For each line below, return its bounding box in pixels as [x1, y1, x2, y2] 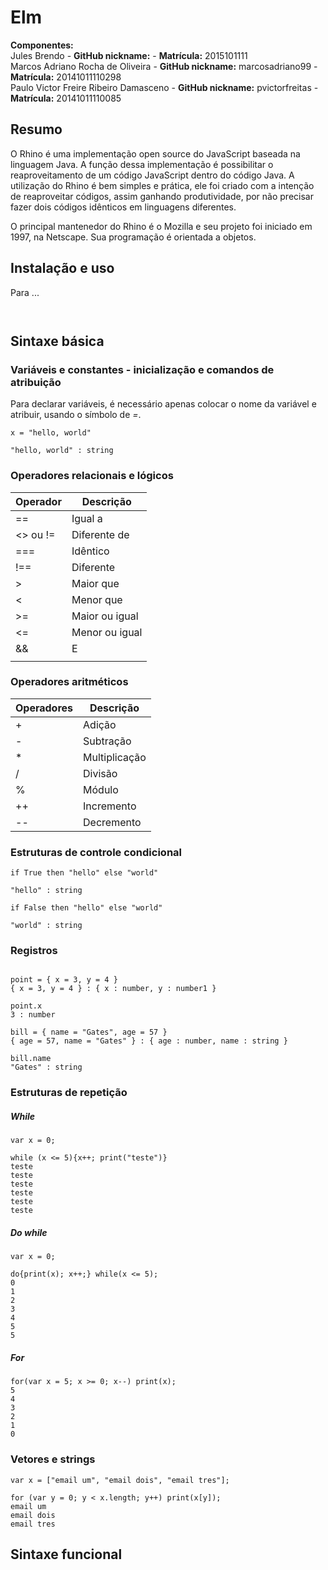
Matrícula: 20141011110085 [10, 92, 122, 104]
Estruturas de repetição [10, 1086, 128, 1100]
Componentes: [10, 39, 74, 51]
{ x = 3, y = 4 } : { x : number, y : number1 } [10, 984, 217, 994]
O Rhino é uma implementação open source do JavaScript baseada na [10, 147, 301, 160]
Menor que [71, 592, 123, 606]
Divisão [83, 766, 118, 780]
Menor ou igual [71, 625, 143, 639]
